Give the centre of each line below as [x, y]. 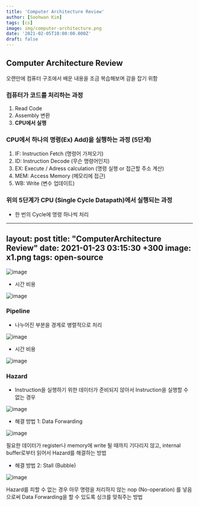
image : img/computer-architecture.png [54, 28]
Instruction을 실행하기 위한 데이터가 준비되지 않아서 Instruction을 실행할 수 [101, 390]
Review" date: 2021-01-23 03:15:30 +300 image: [99, 248]
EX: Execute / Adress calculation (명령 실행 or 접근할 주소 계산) [89, 168]
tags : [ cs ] [20, 23]
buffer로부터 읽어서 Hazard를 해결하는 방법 [56, 453]
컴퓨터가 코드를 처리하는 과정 [45, 95]
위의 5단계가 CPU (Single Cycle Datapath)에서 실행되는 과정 [89, 201]
